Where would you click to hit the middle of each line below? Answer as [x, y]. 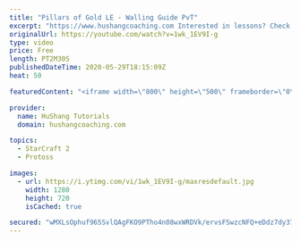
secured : [26, 223]
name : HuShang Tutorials [64, 116]
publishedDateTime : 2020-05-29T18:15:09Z [88, 68]
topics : [24, 141]
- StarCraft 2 [43, 149]
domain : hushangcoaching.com [72, 125]
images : [24, 173]
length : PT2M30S [39, 59]
